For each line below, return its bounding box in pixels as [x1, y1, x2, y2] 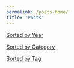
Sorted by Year [6, 31, 43, 38]
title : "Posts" [6, 15, 45, 21]
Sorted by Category [6, 43, 55, 50]
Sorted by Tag [6, 55, 42, 62]
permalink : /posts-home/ [6, 8, 69, 15]
